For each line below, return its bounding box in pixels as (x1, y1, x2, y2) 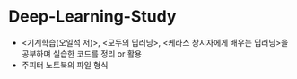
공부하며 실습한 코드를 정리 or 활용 (21, 48, 143, 59)
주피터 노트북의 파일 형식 (21, 59, 109, 70)
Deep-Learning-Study (8, 6, 177, 27)
